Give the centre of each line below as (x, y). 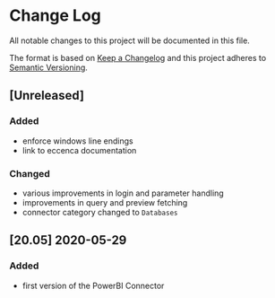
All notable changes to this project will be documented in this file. (130, 40)
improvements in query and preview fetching (105, 202)
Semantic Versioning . (48, 67)
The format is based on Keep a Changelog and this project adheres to (138, 57)
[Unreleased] (47, 96)
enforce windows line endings (77, 141)
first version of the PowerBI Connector (93, 285)
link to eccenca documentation (79, 150)
